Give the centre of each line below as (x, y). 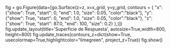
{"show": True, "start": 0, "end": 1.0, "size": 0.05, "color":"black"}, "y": (79, 13)
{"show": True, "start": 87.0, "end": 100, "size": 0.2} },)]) (64, 23)
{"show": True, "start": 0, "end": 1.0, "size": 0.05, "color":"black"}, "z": (79, 18)
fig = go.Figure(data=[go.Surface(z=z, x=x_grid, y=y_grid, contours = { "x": (84, 7)
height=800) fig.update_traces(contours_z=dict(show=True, (68, 34)
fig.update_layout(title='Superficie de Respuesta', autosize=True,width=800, (86, 29)
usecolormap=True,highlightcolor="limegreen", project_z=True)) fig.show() (84, 40)
